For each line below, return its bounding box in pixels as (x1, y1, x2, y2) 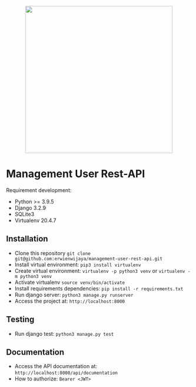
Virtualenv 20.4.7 (14, 217, 57, 224)
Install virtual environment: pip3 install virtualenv (14, 261, 141, 268)
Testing (6, 315, 35, 325)
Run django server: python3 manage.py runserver (14, 291, 134, 298)
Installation (6, 234, 48, 244)
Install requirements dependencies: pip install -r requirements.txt (14, 285, 184, 292)
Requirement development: (6, 186, 72, 194)
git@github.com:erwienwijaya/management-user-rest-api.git (14, 256, 163, 262)
